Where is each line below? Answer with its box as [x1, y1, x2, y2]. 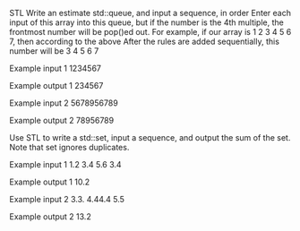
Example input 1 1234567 [9, 63, 101, 73]
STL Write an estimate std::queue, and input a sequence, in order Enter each [9, 8, 291, 18]
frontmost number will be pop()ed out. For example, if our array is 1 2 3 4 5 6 [9, 27, 292, 37]
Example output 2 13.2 [9, 211, 91, 222]
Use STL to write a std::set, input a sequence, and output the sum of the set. [9, 133, 291, 142]
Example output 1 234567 [9, 81, 104, 90]
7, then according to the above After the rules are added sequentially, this [9, 36, 280, 47]
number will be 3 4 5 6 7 [9, 46, 99, 56]
